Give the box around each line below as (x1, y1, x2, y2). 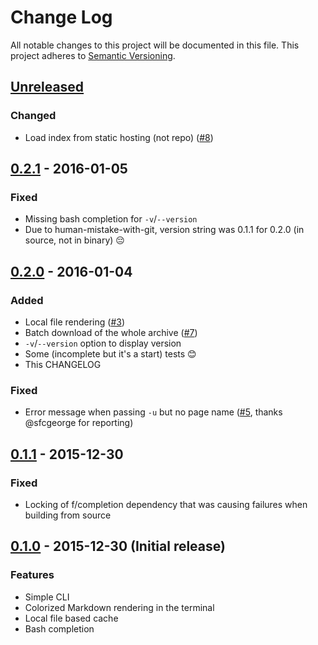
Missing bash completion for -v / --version (24, 213, 198, 225)
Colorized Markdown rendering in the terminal (24, 601, 215, 613)
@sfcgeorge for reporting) (24, 417, 134, 429)
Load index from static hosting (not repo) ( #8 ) (24, 131, 214, 143)
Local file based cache (24, 612, 119, 624)
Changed (10, 109, 57, 123)
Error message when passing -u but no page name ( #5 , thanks (24, 406, 283, 418)
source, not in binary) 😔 (24, 234, 125, 246)
